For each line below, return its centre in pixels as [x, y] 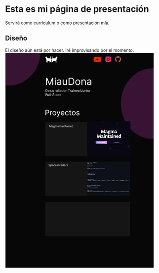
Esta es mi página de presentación [77, 9]
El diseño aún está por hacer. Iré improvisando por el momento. [70, 50]
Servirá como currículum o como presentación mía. [57, 23]
